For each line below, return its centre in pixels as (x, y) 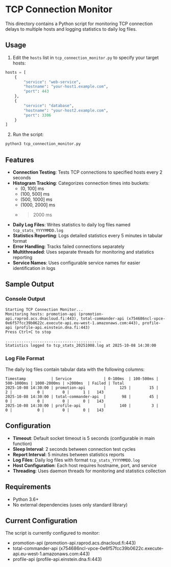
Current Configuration (41, 521)
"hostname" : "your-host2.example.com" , (66, 110)
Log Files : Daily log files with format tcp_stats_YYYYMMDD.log (76, 460)
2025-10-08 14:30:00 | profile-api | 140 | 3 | (82, 406)
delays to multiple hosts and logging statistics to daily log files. (71, 29)
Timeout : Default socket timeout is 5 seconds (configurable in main (84, 438)
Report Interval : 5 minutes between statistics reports (68, 454)
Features (20, 160)
